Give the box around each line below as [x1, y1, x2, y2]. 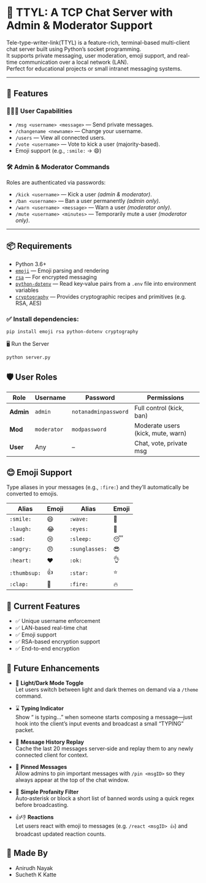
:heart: [9, 557, 32, 564]
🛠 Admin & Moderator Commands [6, 162, 110, 171]
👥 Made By [6, 848, 48, 858]
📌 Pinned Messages [15, 763, 67, 771]
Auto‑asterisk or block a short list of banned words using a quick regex [15, 795, 195, 802]
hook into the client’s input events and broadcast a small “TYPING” [15, 720, 184, 727]
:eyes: [69, 526, 89, 533]
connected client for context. [15, 751, 89, 759]
